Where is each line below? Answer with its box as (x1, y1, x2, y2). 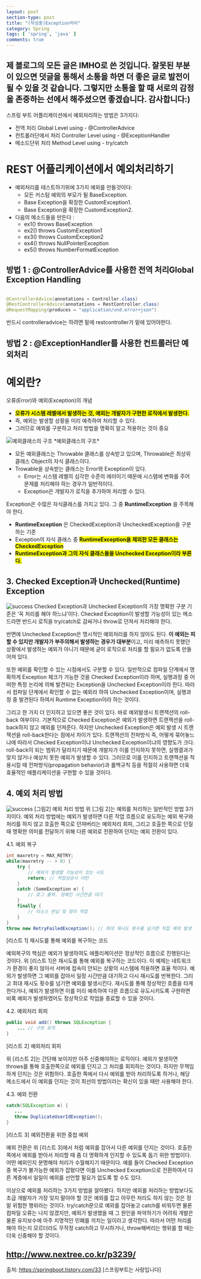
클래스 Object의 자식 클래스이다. (14, 458, 91, 465)
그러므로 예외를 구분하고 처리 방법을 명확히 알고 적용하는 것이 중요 (14, 425, 169, 432)
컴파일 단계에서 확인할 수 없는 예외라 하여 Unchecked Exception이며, (12, 689, 176, 696)
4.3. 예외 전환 (6, 1091, 38, 1098)
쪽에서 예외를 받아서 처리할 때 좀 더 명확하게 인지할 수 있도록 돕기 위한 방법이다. (6, 1151, 192, 1158)
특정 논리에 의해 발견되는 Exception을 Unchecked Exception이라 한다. (17, 681, 184, 689)
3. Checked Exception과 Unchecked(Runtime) (6, 576, 181, 586)
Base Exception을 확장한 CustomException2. (23, 206, 133, 213)
